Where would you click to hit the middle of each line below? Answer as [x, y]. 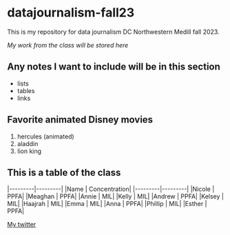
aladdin [28, 143]
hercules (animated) [45, 136]
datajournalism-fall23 [71, 13]
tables [26, 90]
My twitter [22, 225]
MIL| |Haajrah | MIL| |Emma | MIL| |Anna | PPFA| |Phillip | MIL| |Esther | [107, 204]
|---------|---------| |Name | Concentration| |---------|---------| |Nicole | [111, 189]
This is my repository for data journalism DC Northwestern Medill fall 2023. [113, 32]
